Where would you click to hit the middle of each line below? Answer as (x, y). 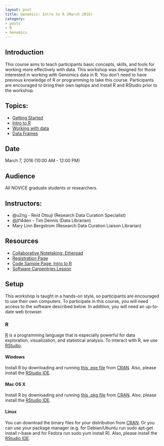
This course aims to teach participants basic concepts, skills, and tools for (80, 64)
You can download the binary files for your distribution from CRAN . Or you (80, 422)
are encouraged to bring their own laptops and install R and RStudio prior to (81, 85)
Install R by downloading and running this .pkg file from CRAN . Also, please (81, 395)
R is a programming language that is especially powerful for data (70, 335)
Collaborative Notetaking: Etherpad (47, 253)
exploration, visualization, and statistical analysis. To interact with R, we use (81, 340)
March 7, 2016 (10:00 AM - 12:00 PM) (43, 161)
